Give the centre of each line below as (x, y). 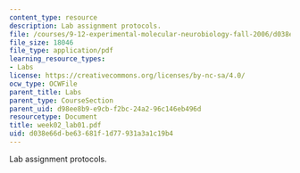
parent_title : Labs (46, 92)
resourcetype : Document (54, 117)
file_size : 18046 (42, 42)
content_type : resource (54, 17)
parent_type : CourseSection (62, 100)
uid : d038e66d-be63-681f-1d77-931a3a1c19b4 (92, 134)
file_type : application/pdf (62, 51)
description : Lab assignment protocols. (86, 26)
